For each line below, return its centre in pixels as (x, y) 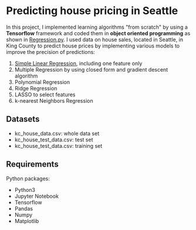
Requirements (32, 165)
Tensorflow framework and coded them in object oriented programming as (98, 33)
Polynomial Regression (42, 82)
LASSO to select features (45, 94)
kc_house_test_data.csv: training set (58, 146)
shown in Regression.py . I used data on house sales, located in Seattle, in (95, 39)
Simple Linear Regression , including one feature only (78, 63)
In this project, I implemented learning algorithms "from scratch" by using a (97, 27)
